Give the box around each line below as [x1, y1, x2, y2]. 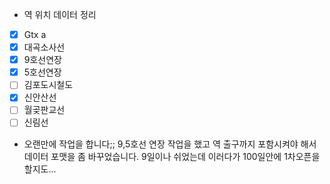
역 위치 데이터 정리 [23, 9, 97, 20]
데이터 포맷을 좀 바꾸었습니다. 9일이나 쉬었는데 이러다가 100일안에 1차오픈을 [23, 150, 321, 162]
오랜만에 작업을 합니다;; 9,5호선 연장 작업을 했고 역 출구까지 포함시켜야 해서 [23, 138, 317, 150]
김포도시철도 [23, 79, 74, 91]
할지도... [23, 163, 57, 175]
